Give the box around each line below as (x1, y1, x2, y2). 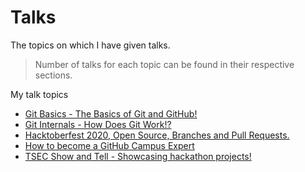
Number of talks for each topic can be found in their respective (34, 58, 295, 70)
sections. (34, 69, 73, 81)
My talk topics (10, 88, 69, 100)
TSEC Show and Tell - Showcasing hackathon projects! (24, 150, 252, 162)
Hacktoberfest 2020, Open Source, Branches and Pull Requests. (24, 129, 290, 141)
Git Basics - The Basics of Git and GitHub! (24, 107, 198, 120)
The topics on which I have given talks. (10, 39, 171, 51)
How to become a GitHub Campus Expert (24, 139, 195, 151)
